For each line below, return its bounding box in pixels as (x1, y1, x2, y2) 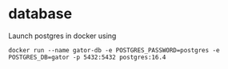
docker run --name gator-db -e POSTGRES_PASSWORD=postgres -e (8, 46, 220, 54)
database (8, 5, 73, 23)
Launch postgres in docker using (8, 31, 117, 40)
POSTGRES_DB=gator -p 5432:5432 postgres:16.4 (8, 53, 166, 61)
